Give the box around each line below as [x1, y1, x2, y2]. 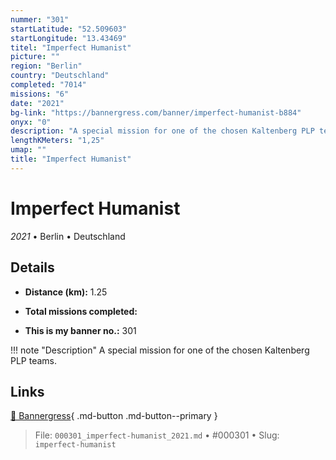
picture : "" [10, 52, 60, 62]
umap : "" [10, 145, 47, 155]
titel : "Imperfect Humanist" [10, 42, 132, 53]
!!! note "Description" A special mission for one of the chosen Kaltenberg [10, 344, 310, 356]
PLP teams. [10, 354, 58, 366]
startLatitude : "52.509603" [10, 24, 128, 34]
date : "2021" [10, 98, 65, 108]
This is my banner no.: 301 [24, 324, 137, 336]
